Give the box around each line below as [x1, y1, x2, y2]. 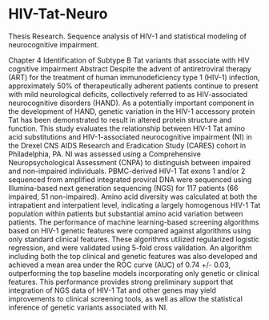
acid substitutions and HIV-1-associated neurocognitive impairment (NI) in [8, 132, 252, 141]
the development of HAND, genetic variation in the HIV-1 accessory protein [8, 106, 255, 116]
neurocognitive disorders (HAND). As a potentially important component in [8, 98, 255, 107]
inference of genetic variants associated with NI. [8, 302, 168, 312]
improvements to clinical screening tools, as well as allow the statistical [8, 294, 243, 303]
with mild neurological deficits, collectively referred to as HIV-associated [8, 89, 248, 99]
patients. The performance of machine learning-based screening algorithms [8, 217, 259, 227]
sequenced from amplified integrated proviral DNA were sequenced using [8, 174, 252, 184]
